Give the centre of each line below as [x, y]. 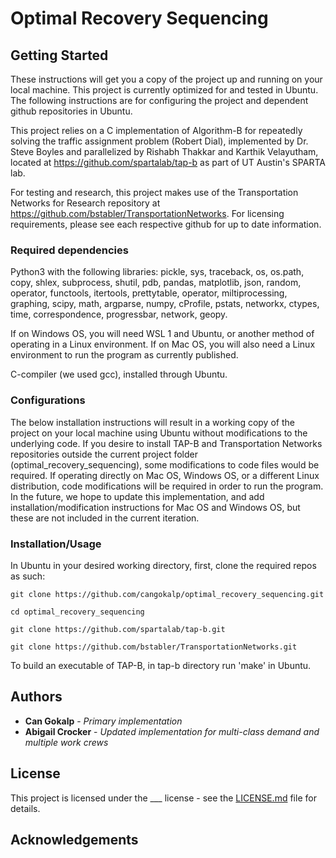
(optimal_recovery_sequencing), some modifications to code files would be [165, 464]
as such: [28, 576]
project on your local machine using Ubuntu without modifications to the [159, 433]
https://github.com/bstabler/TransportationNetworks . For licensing [147, 213]
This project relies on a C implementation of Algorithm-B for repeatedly [156, 130]
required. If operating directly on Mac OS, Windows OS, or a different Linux [165, 475]
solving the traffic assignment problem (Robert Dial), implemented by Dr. [159, 141]
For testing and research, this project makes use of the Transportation [154, 192]
